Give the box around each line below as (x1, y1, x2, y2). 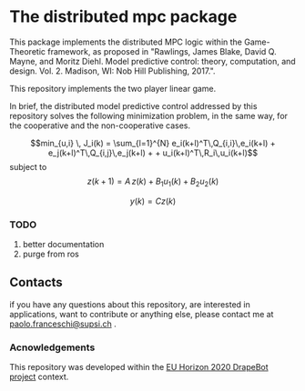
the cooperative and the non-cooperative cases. (9, 120, 191, 131)
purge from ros (22, 248, 80, 260)
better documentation (22, 239, 105, 250)
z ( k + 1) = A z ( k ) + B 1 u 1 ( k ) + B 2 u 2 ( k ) (86, 175, 219, 188)
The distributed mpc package (9, 6, 238, 27)
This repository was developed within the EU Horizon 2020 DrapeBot (9, 362, 269, 373)
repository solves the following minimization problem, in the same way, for (9, 110, 289, 121)
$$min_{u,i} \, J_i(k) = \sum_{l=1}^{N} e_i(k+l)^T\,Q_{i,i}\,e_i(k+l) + (30, 137, 276, 148)
